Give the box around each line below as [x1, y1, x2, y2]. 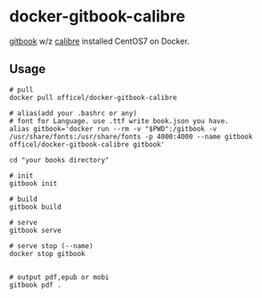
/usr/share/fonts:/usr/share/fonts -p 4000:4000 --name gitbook [9, 132, 253, 141]
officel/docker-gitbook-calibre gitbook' [9, 140, 166, 149]
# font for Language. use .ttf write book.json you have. [9, 116, 229, 126]
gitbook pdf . [9, 280, 62, 289]
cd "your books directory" [9, 155, 110, 164]
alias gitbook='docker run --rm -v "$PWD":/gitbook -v [9, 124, 217, 133]
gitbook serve [9, 226, 62, 235]
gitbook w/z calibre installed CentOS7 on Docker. [9, 36, 190, 46]
